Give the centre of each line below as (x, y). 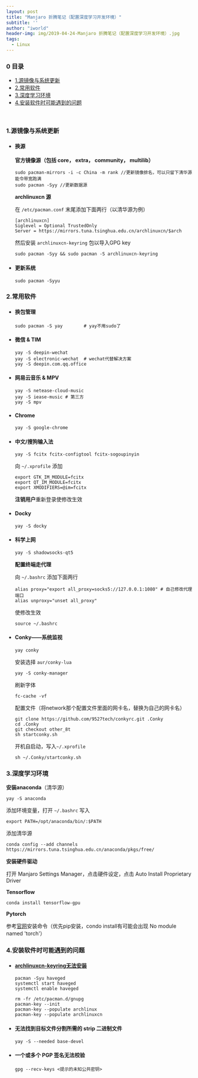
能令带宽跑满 (28, 179)
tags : (13, 39)
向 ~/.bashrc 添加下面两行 (46, 577)
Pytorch (16, 914)
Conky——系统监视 (39, 637)
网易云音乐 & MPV (37, 378)
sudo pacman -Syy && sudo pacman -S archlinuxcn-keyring (86, 254)
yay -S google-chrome (41, 428)
